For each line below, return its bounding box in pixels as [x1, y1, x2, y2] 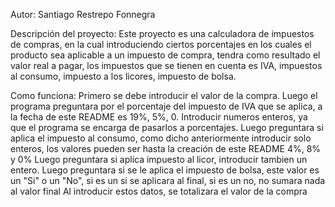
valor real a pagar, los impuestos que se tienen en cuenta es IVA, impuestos [10, 60, 323, 71]
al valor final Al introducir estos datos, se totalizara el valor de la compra [10, 185, 308, 197]
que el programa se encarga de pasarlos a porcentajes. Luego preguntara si [10, 122, 324, 133]
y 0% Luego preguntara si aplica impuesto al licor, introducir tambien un [10, 154, 308, 165]
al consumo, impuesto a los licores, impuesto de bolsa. [10, 70, 237, 82]
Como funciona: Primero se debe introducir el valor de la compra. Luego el [10, 90, 318, 101]
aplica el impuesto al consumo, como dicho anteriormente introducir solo [10, 132, 312, 144]
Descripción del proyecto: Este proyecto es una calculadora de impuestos [10, 28, 315, 39]
